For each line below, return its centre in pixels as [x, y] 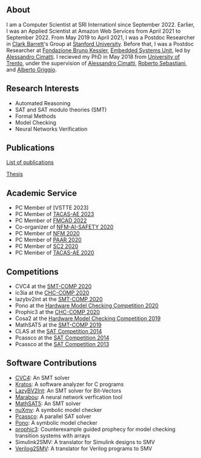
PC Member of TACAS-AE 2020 [54, 253]
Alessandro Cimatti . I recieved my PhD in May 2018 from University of [93, 56]
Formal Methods [35, 116]
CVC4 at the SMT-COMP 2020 [53, 286]
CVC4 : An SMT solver [42, 378]
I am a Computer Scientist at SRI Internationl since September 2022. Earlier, [100, 24]
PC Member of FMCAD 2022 [51, 221]
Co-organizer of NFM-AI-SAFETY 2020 [64, 227]
